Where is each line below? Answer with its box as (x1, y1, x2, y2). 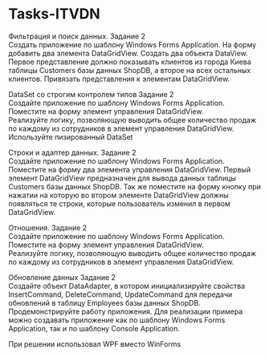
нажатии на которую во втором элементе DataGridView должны (8, 190, 229, 200)
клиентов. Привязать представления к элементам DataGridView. (8, 74, 230, 83)
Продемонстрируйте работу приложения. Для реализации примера (8, 306, 243, 316)
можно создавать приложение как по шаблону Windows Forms (8, 314, 226, 325)
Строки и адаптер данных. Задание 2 (8, 148, 137, 157)
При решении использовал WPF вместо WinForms (8, 339, 181, 349)
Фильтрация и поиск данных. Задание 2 (8, 31, 146, 41)
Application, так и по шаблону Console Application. (8, 323, 181, 333)
